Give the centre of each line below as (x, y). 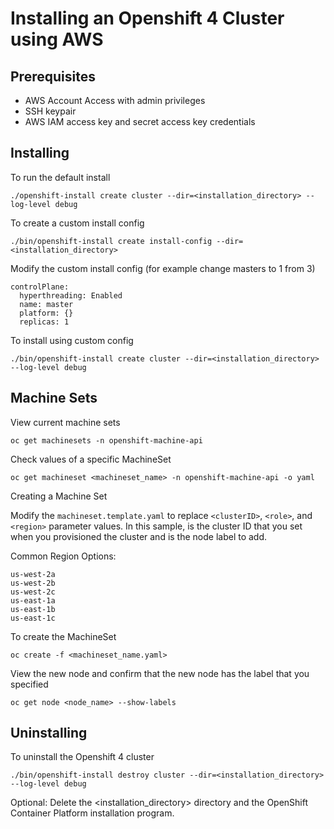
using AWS (57, 39)
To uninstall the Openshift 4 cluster (82, 757)
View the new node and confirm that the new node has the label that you (160, 673)
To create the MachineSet (63, 636)
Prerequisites (53, 76)
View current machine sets (65, 422)
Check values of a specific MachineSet (91, 459)
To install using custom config (72, 340)
